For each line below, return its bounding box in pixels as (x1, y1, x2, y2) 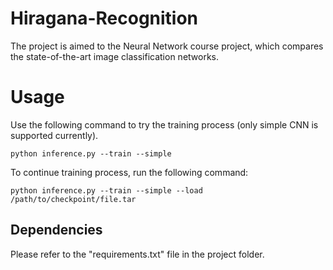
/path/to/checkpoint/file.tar (10, 194, 137, 204)
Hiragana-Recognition (10, 7, 199, 30)
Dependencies (10, 222, 103, 239)
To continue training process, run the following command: (10, 166, 249, 178)
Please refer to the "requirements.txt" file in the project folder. (10, 248, 265, 260)
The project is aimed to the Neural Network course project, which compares (10, 40, 324, 52)
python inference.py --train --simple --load (10, 185, 203, 196)
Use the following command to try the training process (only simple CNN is (10, 118, 319, 131)
